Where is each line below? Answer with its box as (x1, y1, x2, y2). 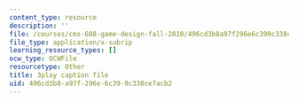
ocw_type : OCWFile (9, 54, 77, 63)
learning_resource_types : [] (9, 46, 117, 55)
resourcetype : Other (9, 63, 86, 72)
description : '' (9, 21, 69, 30)
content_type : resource (9, 12, 98, 22)
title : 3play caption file (9, 71, 109, 80)
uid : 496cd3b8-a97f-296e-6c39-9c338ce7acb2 (9, 79, 173, 88)
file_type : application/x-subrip (9, 37, 133, 47)
